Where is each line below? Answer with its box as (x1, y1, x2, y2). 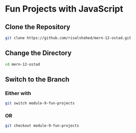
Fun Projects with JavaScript (5, 3, 123, 15)
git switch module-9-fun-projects (5, 101, 75, 106)
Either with (5, 90, 32, 97)
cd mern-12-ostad (5, 62, 40, 66)
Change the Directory (5, 49, 72, 57)
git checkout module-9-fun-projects (5, 123, 79, 128)
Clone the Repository (5, 23, 70, 31)
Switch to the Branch (5, 75, 69, 83)
